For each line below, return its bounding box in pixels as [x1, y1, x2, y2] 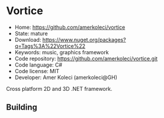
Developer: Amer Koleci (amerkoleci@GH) [14, 74, 117, 81]
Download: [14, 36, 41, 43]
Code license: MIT [14, 67, 60, 74]
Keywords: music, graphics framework [14, 48, 109, 55]
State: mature [14, 29, 49, 37]
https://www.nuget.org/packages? [42, 36, 126, 43]
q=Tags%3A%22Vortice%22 [14, 42, 86, 50]
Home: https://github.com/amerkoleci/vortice [14, 24, 126, 31]
